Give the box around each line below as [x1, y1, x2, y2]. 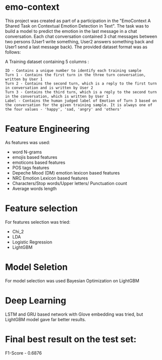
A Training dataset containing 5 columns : [5, 59, 89, 64]
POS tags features [12, 164, 50, 171]
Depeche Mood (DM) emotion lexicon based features [12, 170, 120, 176]
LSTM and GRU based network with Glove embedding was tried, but [5, 311, 143, 317]
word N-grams [12, 149, 42, 155]
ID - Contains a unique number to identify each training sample [5, 68, 141, 73]
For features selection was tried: [5, 219, 71, 225]
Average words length [12, 185, 57, 191]
